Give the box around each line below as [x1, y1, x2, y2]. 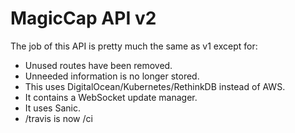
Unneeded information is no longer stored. [24, 70, 200, 82]
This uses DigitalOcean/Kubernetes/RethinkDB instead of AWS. [24, 80, 286, 92]
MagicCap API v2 [10, 7, 157, 30]
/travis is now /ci [24, 112, 93, 124]
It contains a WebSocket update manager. [24, 91, 198, 103]
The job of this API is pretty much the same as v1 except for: [10, 40, 258, 52]
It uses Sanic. [24, 102, 81, 114]
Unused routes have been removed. [24, 59, 173, 71]
